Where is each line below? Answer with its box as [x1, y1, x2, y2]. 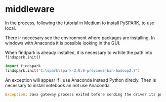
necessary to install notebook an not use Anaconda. [5, 82, 111, 88]
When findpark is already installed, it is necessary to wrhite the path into [5, 50, 153, 55]
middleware [5, 3, 55, 15]
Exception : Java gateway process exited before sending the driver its [5, 92, 156, 97]
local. [5, 25, 16, 31]
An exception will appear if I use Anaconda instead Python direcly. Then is [5, 77, 157, 83]
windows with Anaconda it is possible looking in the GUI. [5, 40, 121, 46]
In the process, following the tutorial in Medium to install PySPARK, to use [5, 20, 155, 26]
